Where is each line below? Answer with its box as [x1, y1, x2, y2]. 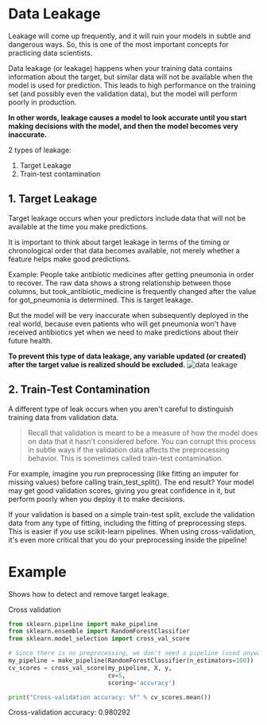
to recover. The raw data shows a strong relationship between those [8, 278, 232, 288]
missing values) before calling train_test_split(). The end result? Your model [8, 477, 254, 487]
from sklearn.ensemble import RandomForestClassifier [8, 627, 191, 636]
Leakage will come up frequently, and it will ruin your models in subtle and [8, 31, 251, 41]
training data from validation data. [8, 412, 119, 422]
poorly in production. [8, 97, 77, 107]
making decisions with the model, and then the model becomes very [8, 121, 238, 131]
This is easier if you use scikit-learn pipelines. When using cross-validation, [8, 527, 256, 536]
